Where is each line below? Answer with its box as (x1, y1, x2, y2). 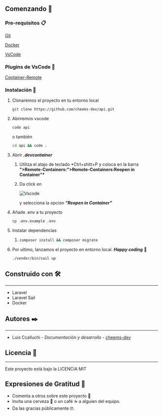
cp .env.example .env (12, 219, 56, 224)
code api (12, 125, 30, 130)
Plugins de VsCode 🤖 (5, 64, 55, 70)
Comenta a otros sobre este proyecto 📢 (12, 393, 91, 399)
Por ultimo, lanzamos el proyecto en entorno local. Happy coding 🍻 (12, 246, 147, 252)
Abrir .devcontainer (12, 152, 52, 158)
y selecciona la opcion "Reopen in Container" (19, 200, 113, 206)
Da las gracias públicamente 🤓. (12, 405, 75, 411)
